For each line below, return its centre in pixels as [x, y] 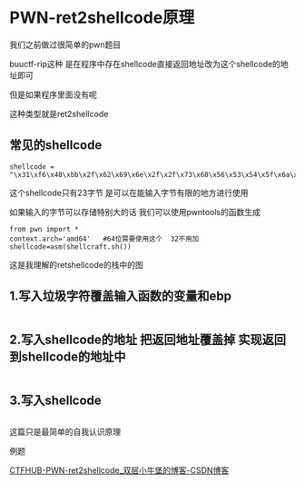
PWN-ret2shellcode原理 [102, 18]
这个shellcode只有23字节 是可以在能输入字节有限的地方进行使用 [129, 193]
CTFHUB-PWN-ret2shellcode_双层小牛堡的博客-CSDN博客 [119, 470]
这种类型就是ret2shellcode [59, 114]
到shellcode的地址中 [68, 356]
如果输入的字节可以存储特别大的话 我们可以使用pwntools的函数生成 [135, 212]
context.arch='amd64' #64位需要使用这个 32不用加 [104, 239]
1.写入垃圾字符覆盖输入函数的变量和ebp [121, 296]
